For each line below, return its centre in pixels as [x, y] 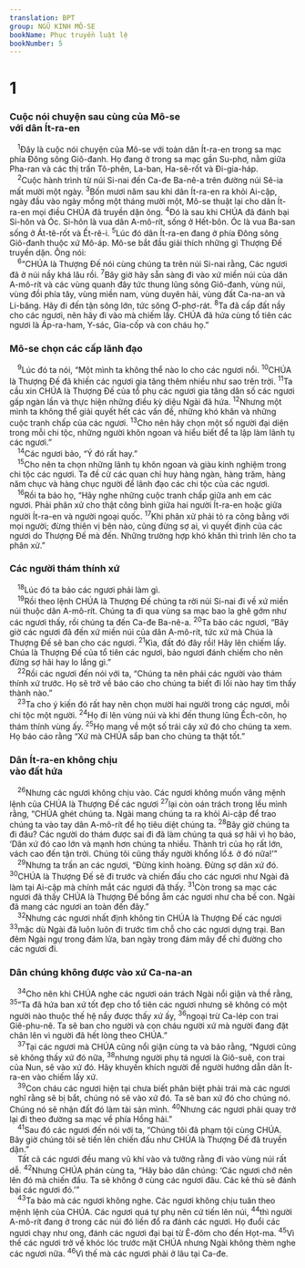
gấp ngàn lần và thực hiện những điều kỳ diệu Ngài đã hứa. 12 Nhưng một [146, 401]
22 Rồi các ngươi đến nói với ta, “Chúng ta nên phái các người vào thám [150, 673]
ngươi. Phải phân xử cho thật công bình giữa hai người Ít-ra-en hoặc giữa [146, 505]
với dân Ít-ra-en [45, 129]
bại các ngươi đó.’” [45, 1190]
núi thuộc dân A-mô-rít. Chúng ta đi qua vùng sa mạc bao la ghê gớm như [148, 611]
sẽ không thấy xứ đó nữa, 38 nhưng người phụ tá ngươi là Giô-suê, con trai [147, 1057]
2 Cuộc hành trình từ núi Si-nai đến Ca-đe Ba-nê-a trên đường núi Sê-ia [151, 180]
